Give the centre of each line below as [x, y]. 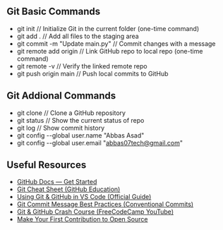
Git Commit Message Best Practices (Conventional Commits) [105, 205]
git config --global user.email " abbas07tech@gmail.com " [100, 143]
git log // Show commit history [61, 128]
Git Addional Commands [61, 96]
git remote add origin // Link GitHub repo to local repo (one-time [110, 51]
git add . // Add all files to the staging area [78, 36]
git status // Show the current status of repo [80, 120]
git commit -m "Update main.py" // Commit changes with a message [116, 43]
